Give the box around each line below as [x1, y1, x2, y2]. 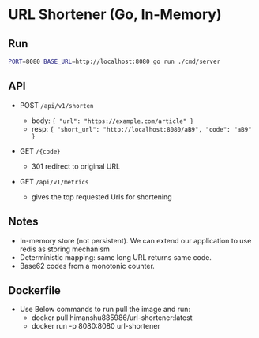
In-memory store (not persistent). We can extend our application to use [19, 236, 252, 245]
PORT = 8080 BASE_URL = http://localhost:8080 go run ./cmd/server [8, 58, 221, 65]
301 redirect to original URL [31, 162, 121, 171]
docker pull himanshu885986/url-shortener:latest [31, 313, 193, 322]
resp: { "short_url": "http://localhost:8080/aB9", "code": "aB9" [31, 124, 252, 133]
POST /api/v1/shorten [19, 100, 94, 110]
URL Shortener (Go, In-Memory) [8, 6, 223, 24]
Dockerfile [8, 284, 62, 297]
